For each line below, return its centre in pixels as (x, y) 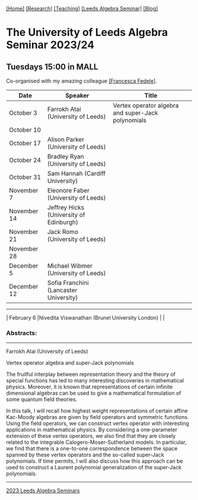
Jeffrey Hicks (65, 207)
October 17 (25, 143)
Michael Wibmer (70, 266)
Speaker (77, 95)
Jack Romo (62, 232)
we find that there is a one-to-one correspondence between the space (92, 449)
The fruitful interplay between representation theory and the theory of (91, 374)
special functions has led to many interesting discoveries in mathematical (95, 381)
